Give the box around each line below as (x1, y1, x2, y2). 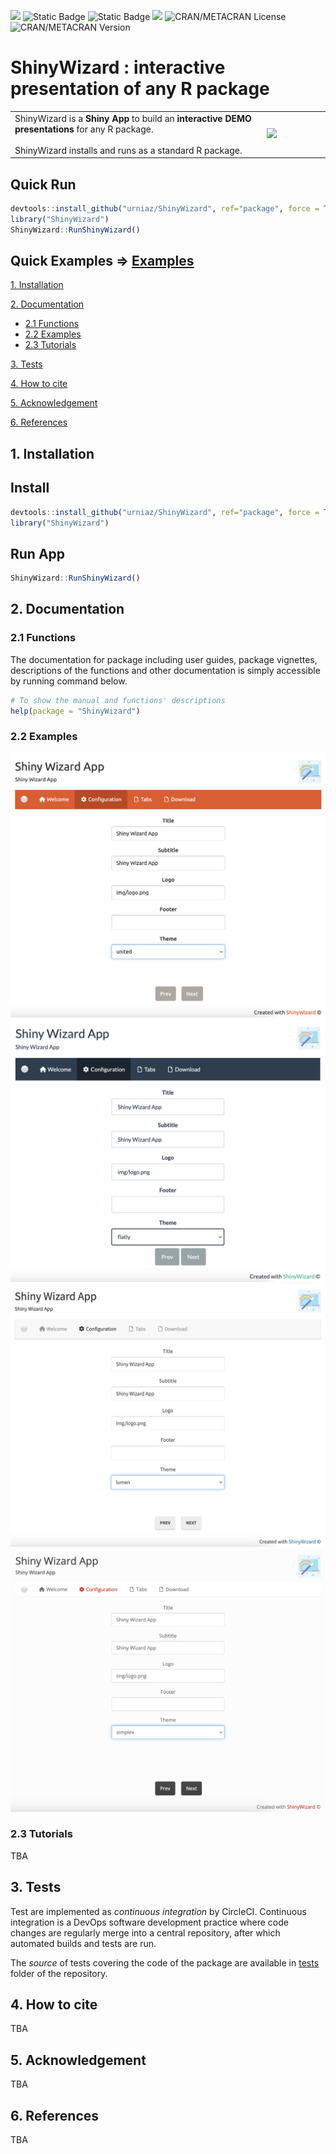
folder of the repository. (10, 1967, 108, 1979)
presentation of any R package (10, 78, 270, 100)
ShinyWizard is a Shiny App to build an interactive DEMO (14, 112, 252, 124)
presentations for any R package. (14, 123, 154, 135)
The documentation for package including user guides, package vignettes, (10, 653, 318, 665)
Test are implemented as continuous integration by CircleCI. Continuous (10, 1905, 307, 1917)
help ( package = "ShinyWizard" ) (10, 706, 141, 716)
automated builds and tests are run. (10, 1937, 157, 1949)
